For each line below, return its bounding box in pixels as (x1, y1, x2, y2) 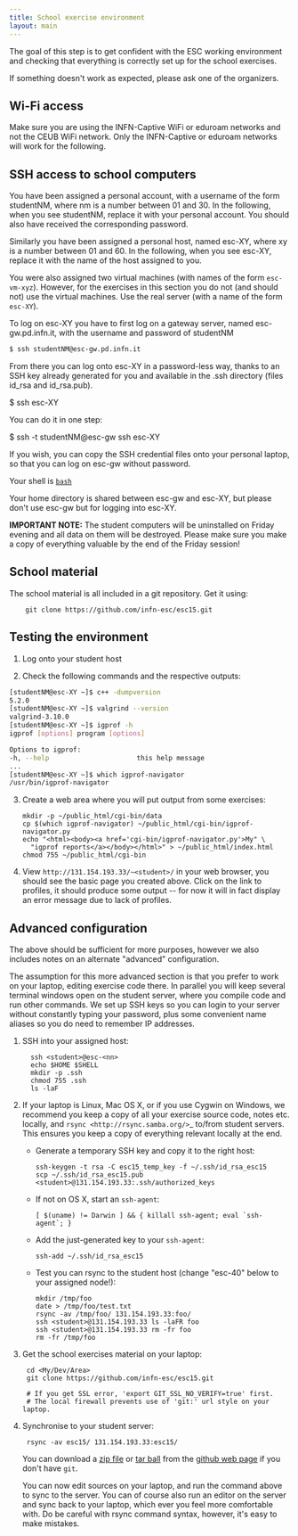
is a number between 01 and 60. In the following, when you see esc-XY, (9, 246, 272, 257)
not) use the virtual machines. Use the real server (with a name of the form (9, 292, 283, 302)
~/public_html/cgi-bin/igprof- (137, 819, 254, 829)
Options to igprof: (9, 745, 82, 754)
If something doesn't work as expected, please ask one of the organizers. (9, 72, 279, 83)
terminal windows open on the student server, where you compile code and (9, 990, 286, 1001)
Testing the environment (9, 629, 149, 645)
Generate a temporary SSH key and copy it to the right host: (35, 1146, 255, 1156)
